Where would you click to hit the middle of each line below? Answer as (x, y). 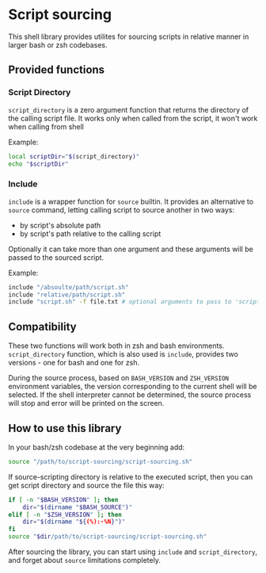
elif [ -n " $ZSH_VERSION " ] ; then (65, 514)
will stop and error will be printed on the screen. (86, 403)
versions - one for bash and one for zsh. (74, 363)
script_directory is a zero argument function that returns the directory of (129, 109)
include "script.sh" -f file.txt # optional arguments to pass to (120, 302)
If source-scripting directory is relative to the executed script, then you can (131, 476)
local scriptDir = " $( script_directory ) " (74, 156)
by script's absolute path (60, 225)
